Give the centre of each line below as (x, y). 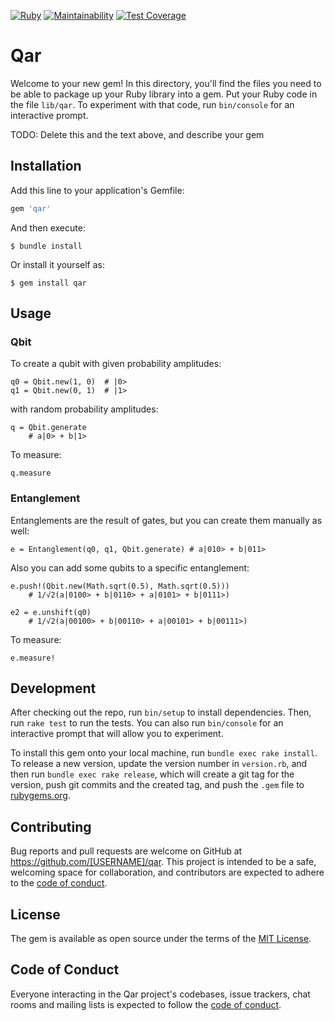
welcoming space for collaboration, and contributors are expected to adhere (167, 872)
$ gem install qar (48, 283)
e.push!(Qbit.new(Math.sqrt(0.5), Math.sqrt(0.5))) (120, 586)
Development (53, 688)
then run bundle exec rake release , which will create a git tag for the (152, 774)
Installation (46, 166)
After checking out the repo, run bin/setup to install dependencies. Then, (161, 712)
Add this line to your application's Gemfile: (97, 190)
